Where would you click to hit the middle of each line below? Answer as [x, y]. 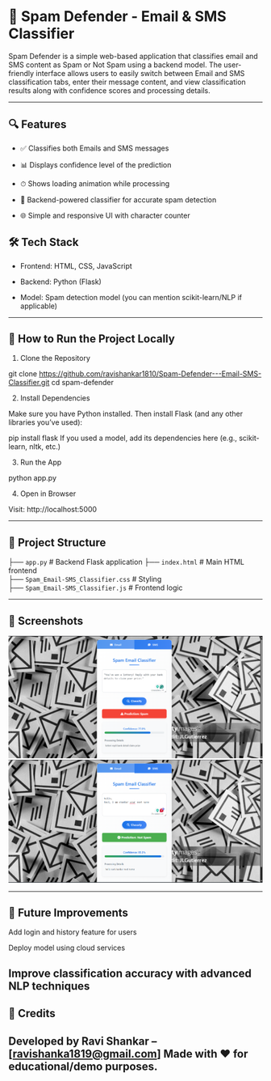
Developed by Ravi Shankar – [83, 1041]
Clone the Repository [55, 358]
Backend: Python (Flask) [61, 282]
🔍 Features [38, 125]
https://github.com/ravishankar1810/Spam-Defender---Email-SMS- [150, 374]
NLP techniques [49, 986]
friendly [21, 73]
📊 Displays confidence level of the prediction [96, 164]
